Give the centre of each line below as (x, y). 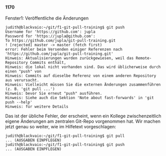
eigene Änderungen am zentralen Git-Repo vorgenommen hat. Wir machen (83, 121)
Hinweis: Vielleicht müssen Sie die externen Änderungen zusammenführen (83, 85)
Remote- (144, 58)
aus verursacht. (22, 81)
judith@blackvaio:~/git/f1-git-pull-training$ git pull (65, 136)
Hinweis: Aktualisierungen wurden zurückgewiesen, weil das (70, 58)
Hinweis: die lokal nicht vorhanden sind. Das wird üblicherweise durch (83, 67)
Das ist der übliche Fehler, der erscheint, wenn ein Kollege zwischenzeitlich (83, 116)
